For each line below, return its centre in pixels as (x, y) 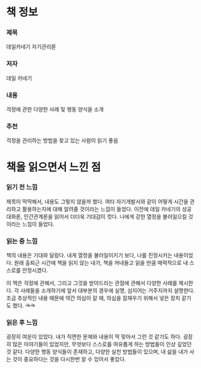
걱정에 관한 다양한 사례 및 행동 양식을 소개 (55, 109)
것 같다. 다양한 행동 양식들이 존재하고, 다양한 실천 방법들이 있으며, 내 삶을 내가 (97, 352)
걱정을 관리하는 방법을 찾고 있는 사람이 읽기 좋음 (62, 140)
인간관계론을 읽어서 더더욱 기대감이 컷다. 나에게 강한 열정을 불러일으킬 (105, 216)
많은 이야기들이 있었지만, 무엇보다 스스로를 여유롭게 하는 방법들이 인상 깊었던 (102, 344)
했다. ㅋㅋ (24, 306)
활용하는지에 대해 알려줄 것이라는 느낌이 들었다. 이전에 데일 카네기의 (101, 209)
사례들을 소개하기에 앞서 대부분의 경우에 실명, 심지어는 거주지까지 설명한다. (107, 291)
